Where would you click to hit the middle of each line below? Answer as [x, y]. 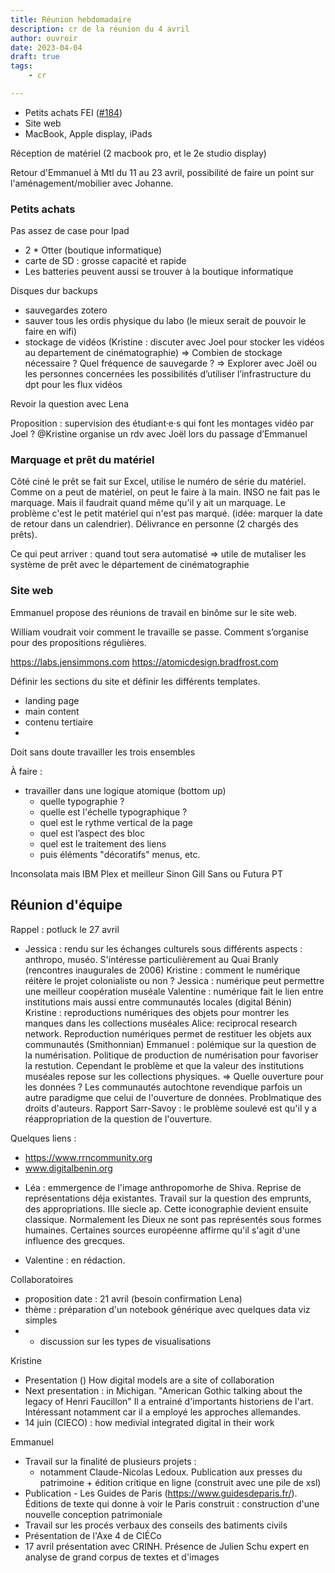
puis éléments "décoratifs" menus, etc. [120, 854]
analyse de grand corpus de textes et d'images [122, 1557]
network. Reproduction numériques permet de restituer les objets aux [168, 1033]
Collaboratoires [42, 1279]
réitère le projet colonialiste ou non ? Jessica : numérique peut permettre [174, 980]
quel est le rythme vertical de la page [116, 822]
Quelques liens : [43, 1138]
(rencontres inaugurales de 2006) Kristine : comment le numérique [162, 970]
